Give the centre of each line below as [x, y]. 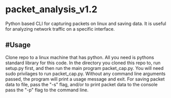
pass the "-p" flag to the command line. [47, 90]
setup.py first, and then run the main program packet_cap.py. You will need [84, 68]
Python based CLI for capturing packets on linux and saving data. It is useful [86, 23]
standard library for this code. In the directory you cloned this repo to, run [83, 63]
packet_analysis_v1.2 [51, 9]
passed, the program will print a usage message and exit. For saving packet [85, 79]
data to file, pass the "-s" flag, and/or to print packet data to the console [81, 84]
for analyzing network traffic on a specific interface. [60, 29]
